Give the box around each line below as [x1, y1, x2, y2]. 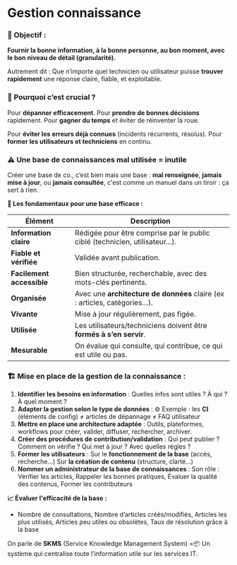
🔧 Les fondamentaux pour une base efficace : [7, 200, 143, 208]
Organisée [11, 293, 47, 303]
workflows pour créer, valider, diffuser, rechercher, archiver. [17, 427, 192, 436]
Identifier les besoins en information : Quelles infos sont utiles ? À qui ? [17, 390, 228, 399]
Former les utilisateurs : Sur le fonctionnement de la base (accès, [17, 450, 212, 458]
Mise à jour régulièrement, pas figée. [75, 309, 196, 319]
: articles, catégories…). [75, 298, 153, 308]
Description [130, 217, 171, 226]
